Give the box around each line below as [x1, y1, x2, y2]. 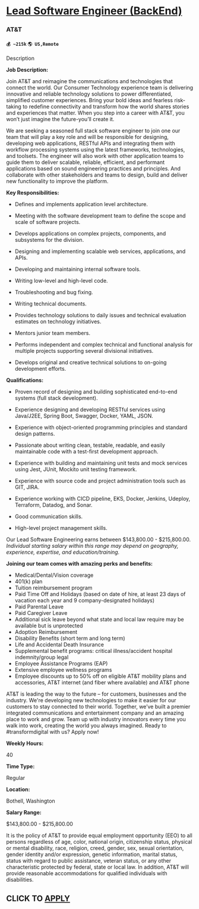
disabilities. [6, 876, 34, 883]
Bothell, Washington [6, 797, 55, 804]
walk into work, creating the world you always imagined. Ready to [6, 722, 167, 729]
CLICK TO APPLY [6, 893, 70, 904]
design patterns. [14, 430, 55, 437]
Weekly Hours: [6, 740, 44, 747]
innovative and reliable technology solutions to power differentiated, [6, 90, 173, 97]
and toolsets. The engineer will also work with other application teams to [6, 153, 184, 160]
